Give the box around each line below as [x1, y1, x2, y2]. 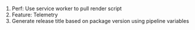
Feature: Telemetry [11, 11, 58, 18]
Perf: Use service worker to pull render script [11, 5, 122, 12]
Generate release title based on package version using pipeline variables [11, 18, 189, 24]
